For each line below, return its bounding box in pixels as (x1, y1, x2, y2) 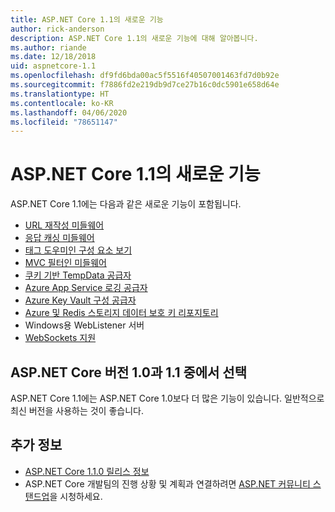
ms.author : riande (10, 42, 87, 53)
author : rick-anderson (10, 24, 105, 34)
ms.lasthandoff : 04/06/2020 (10, 107, 128, 118)
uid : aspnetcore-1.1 (10, 61, 97, 71)
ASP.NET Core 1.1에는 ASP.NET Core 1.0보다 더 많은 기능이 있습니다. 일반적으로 (10, 392, 325, 404)
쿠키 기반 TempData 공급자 (24, 269, 132, 281)
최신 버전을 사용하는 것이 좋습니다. (10, 405, 144, 416)
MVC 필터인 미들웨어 (24, 257, 107, 269)
